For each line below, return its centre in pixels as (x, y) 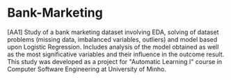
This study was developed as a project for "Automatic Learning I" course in (115, 61)
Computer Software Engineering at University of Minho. (87, 69)
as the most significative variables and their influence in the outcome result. (116, 54)
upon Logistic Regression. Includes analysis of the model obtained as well (113, 47)
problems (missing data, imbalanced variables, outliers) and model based (112, 39)
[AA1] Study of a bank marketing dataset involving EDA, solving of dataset (113, 32)
